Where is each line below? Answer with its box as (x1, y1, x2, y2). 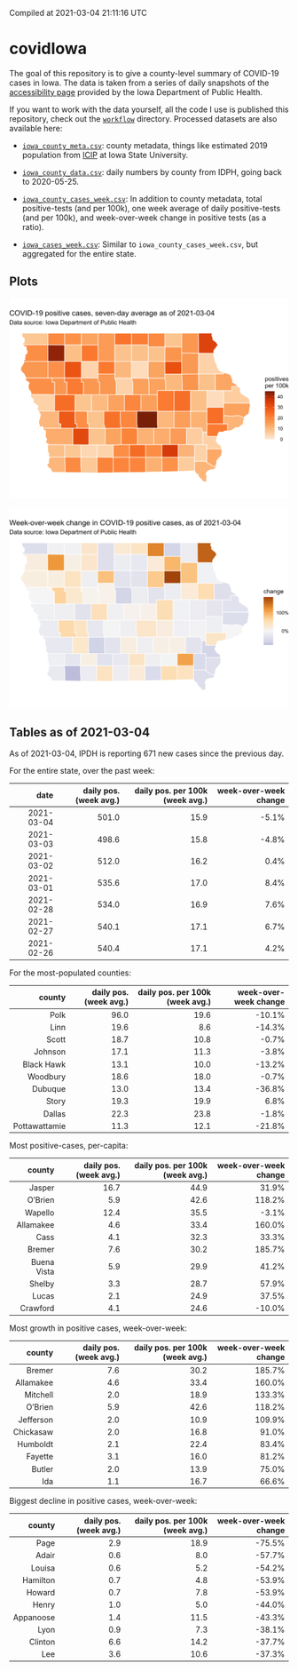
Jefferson (18, 1414, 54, 1425)
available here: (9, 123, 63, 133)
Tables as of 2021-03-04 (9, 724, 151, 740)
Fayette (26, 1452, 54, 1462)
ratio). (21, 221, 44, 232)
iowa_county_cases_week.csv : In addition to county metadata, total (21, 193, 263, 203)
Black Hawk (22, 1059, 67, 1070)
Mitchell (24, 1389, 54, 1400)
